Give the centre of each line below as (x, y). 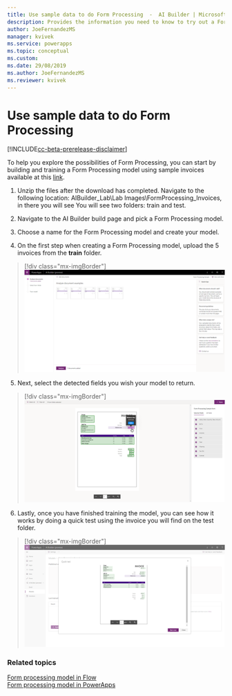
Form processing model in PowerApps (61, 684)
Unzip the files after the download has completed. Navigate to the (111, 191)
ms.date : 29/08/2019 (37, 66)
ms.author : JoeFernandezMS (46, 73)
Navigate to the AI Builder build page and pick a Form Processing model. (120, 219)
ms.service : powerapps (40, 44)
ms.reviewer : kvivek (37, 80)
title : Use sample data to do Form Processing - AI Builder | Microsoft (117, 15)
